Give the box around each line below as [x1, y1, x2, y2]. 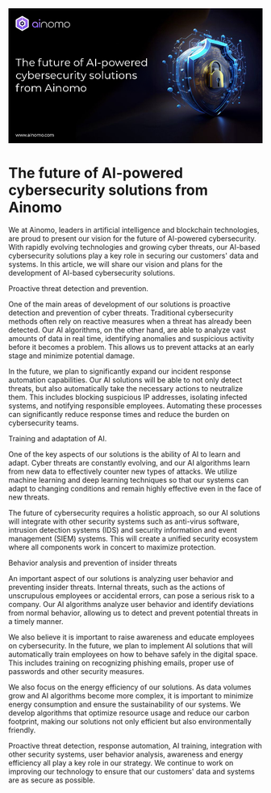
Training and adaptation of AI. [8, 433, 107, 443]
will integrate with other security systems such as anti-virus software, [8, 517, 240, 526]
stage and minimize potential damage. [8, 351, 135, 361]
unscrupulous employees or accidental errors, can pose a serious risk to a [8, 590, 256, 601]
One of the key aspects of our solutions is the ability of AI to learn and [8, 449, 240, 459]
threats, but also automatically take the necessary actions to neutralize [8, 383, 244, 393]
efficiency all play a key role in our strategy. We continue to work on [8, 757, 234, 767]
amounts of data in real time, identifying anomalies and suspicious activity [8, 333, 255, 343]
